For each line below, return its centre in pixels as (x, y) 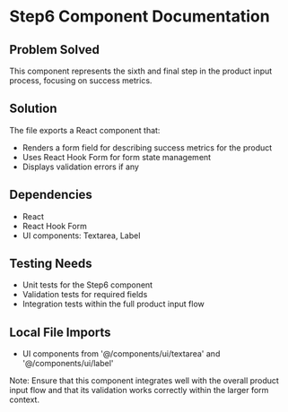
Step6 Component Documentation (140, 17)
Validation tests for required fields (85, 295)
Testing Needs (51, 264)
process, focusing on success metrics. (81, 81)
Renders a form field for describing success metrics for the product (147, 147)
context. (25, 399)
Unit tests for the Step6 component (87, 285)
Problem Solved (55, 50)
